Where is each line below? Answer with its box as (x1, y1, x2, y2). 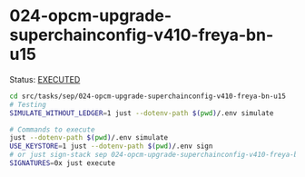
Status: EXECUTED (9, 74, 81, 84)
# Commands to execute (9, 124, 95, 134)
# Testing (9, 100, 47, 109)
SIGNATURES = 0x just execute (9, 159, 116, 168)
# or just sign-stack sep (9, 151, 107, 160)
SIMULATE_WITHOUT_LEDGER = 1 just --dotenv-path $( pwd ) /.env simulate (9, 108, 274, 118)
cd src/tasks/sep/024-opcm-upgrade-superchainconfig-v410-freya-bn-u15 (9, 92, 286, 101)
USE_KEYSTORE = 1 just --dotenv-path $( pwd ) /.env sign (9, 142, 213, 151)
